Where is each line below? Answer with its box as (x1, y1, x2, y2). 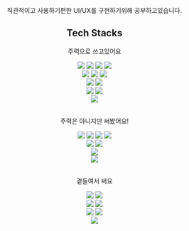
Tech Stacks (66, 27, 123, 39)
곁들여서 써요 (76, 176, 113, 185)
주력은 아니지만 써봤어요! (60, 117, 129, 125)
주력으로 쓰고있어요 (67, 47, 121, 55)
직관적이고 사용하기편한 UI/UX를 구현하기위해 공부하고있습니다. (6, 6, 183, 14)
